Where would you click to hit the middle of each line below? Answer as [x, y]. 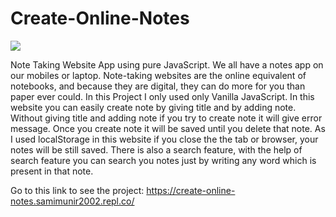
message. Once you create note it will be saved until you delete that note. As [168, 128]
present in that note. [52, 171]
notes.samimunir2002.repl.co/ [72, 201]
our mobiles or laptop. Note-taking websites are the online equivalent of [158, 75]
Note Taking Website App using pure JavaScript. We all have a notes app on [167, 64]
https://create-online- [191, 190]
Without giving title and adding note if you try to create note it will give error [166, 118]
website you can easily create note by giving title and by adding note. [153, 107]
